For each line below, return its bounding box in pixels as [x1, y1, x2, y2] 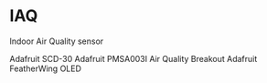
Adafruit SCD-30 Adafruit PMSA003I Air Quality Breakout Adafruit [9, 53, 258, 64]
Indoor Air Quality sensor [9, 36, 104, 47]
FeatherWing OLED [9, 63, 82, 74]
